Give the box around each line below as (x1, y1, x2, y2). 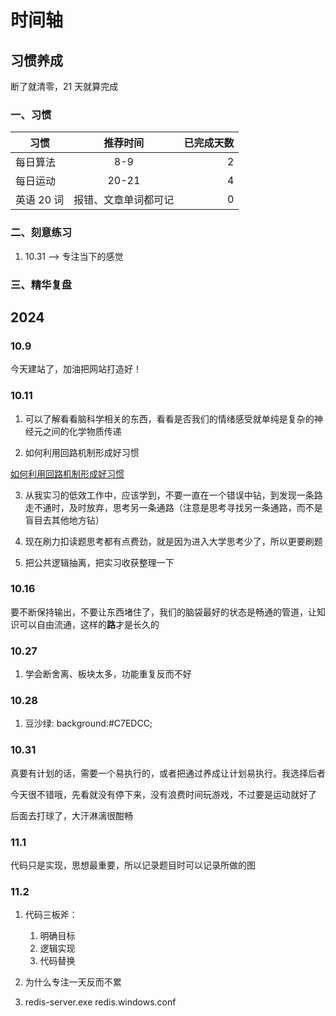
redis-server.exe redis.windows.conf (24, 996, 177, 1008)
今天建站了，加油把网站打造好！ (10, 363, 142, 375)
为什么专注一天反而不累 (24, 976, 122, 988)
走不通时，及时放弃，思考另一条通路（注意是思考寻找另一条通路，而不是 (24, 501, 323, 513)
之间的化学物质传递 (42, 425, 122, 437)
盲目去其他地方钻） (24, 514, 105, 526)
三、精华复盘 (10, 277, 73, 291)
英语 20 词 (15, 193, 65, 207)
